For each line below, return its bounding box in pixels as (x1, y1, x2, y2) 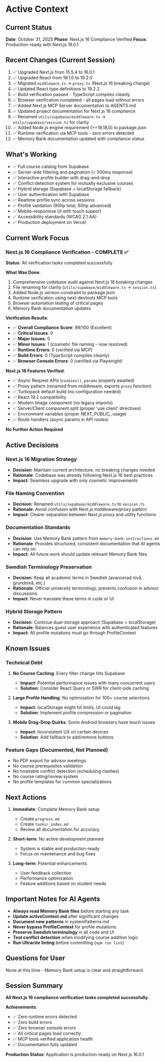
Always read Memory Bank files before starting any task (12, 908, 129, 914)
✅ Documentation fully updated (12, 1042, 77, 1048)
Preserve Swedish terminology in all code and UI (12, 929, 114, 935)
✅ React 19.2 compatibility (12, 394, 67, 400)
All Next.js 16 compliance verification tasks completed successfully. (5, 995, 150, 1001)
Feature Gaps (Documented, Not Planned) (5, 746, 108, 753)
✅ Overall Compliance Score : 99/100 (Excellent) (12, 324, 112, 330)
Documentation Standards (5, 524, 71, 531)
